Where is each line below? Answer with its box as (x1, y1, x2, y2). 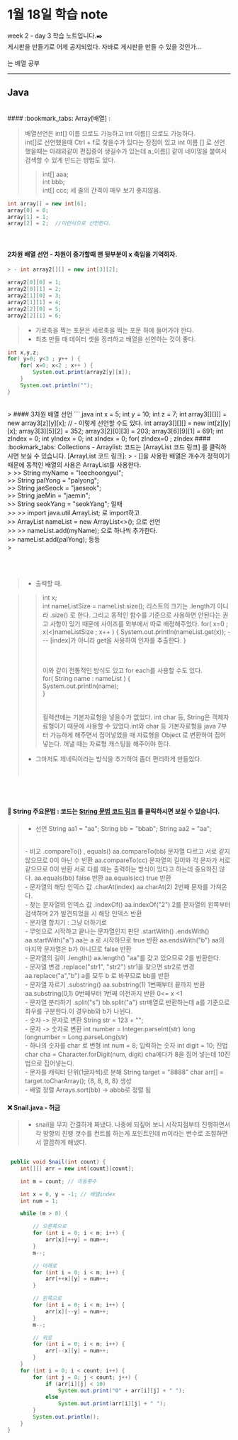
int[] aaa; (42, 170, 69, 178)
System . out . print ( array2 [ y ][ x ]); (33, 369, 132, 376)
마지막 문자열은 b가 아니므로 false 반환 (24, 945, 132, 953)
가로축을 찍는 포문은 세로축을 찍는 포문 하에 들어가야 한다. (35, 326, 195, 334)
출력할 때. (35, 579, 62, 587)
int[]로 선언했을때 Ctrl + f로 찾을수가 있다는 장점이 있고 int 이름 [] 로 (24, 138, 212, 146)
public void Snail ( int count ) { (10, 1159, 106, 1166)
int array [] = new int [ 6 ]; (7, 200, 87, 207)
